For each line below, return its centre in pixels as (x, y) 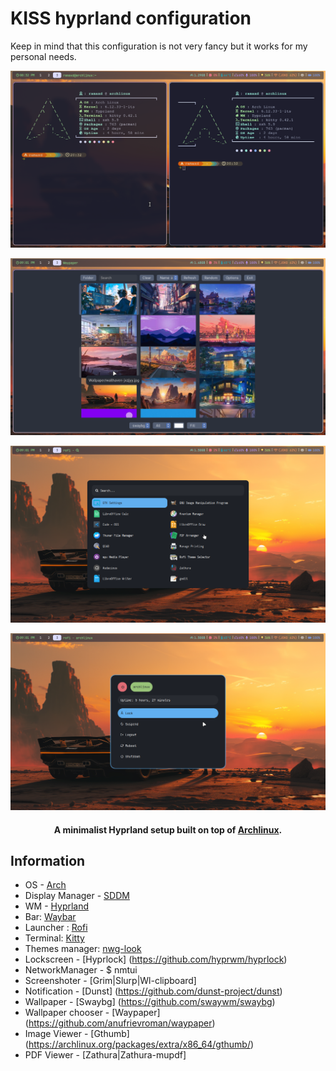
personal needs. (43, 56)
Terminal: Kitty (54, 938)
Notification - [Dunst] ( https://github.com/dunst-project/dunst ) (153, 991)
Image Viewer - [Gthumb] (77, 1034)
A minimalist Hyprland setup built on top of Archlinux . (168, 829)
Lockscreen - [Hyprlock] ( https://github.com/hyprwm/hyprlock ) (156, 959)
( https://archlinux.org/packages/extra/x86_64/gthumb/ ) (139, 1044)
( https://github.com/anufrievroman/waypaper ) (120, 1023)
